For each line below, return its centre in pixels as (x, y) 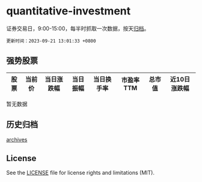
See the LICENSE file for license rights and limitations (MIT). (81, 173)
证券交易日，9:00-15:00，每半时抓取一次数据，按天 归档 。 (78, 28)
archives (17, 139)
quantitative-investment (69, 11)
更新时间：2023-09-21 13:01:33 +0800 (51, 41)
